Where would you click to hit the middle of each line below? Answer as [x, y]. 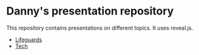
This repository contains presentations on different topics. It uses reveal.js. [100, 28]
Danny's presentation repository [90, 11]
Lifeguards [29, 39]
